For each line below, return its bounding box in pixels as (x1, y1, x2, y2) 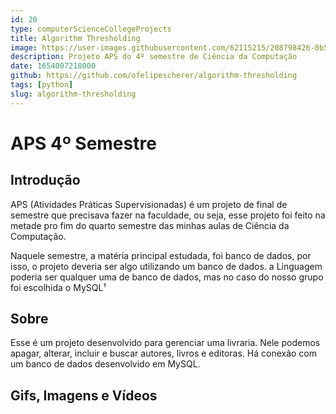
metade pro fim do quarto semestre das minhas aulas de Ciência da (10, 219, 290, 231)
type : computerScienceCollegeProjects (10, 24, 172, 34)
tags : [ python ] (10, 80, 74, 90)
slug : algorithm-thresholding (10, 89, 137, 99)
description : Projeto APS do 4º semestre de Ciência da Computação (10, 52, 298, 62)
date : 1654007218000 (10, 61, 97, 71)
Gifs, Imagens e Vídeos (10, 387, 158, 404)
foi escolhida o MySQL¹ (10, 281, 107, 293)
